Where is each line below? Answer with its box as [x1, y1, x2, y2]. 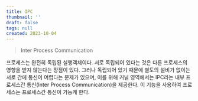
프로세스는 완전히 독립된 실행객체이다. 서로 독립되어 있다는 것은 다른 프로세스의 [6, 59, 188, 66]
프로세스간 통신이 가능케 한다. [21, 89, 90, 96]
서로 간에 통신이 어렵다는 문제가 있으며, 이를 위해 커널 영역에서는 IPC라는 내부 [6, 74, 185, 81]
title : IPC [6, 8, 33, 15]
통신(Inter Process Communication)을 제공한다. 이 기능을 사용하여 [26, 81, 181, 89]
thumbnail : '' [6, 14, 41, 20]
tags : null [6, 25, 33, 31]
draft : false [6, 19, 38, 25]
